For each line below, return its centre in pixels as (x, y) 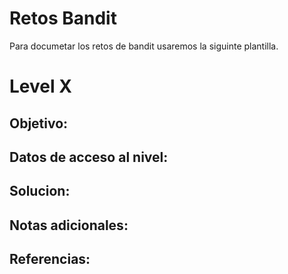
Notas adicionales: (69, 225)
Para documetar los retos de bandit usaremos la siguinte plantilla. (144, 46)
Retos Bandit (63, 18)
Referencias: (50, 259)
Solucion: (40, 191)
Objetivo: (39, 123)
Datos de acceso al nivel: (89, 157)
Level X (40, 86)
